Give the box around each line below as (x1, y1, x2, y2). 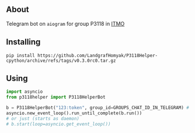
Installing (6, 37, 41, 47)
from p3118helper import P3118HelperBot (6, 94, 106, 100)
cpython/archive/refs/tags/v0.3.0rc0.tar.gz (6, 58, 116, 64)
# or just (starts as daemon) (6, 116, 80, 121)
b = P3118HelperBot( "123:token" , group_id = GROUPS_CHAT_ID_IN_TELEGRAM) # (6, 105, 190, 111)
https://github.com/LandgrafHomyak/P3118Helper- (37, 52, 158, 58)
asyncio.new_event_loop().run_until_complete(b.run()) (6, 110, 142, 116)
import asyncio (6, 89, 43, 95)
